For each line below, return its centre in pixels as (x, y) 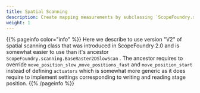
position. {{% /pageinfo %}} (40, 84)
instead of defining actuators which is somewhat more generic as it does (96, 71)
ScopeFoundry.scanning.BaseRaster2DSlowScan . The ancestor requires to (95, 58)
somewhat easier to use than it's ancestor (57, 52)
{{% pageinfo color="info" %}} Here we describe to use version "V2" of (94, 40)
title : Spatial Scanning (37, 12)
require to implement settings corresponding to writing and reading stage (96, 77)
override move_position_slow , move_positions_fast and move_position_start (99, 65)
